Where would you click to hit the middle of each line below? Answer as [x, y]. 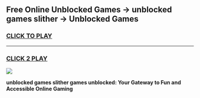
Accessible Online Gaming [40, 88]
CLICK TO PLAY [29, 36]
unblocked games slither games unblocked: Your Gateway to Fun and [94, 82]
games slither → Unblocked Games [72, 19]
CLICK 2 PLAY [27, 58]
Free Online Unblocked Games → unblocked [89, 10]
